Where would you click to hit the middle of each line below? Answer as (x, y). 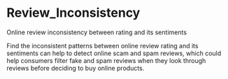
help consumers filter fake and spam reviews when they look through (106, 60)
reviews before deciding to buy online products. (76, 68)
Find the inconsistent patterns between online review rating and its (102, 45)
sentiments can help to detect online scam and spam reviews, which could (114, 53)
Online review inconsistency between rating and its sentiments (97, 32)
